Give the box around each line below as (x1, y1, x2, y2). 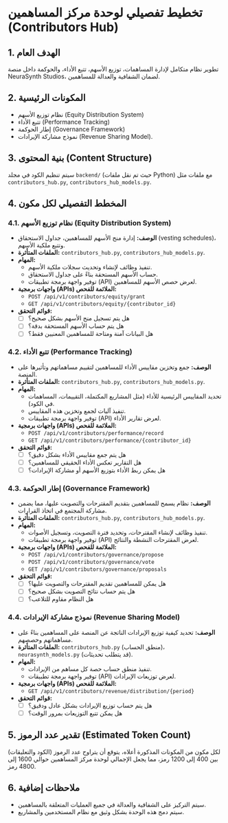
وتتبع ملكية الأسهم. (17, 241, 66, 249)
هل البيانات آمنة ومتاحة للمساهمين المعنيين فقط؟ (27, 330, 154, 338)
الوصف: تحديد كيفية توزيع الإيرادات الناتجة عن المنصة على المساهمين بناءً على (17, 628, 216, 636)
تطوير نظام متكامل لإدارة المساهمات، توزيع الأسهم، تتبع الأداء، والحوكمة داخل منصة (8, 65, 219, 73)
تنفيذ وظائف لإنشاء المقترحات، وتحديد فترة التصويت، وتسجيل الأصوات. (27, 528, 208, 537)
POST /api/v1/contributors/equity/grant (27, 293, 146, 300)
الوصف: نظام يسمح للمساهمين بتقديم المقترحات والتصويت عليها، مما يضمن (17, 499, 212, 508)
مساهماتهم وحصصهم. (17, 635, 73, 644)
